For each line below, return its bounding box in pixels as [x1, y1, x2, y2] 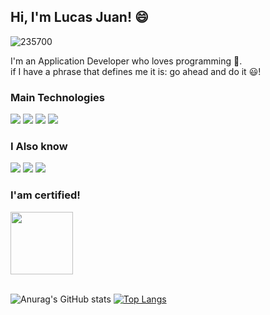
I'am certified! [10, 188, 81, 202]
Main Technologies [10, 90, 105, 104]
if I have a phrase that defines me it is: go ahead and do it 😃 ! [10, 65, 262, 77]
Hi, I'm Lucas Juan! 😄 [10, 9, 149, 26]
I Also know [10, 140, 68, 154]
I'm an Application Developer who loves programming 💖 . [10, 55, 243, 67]
